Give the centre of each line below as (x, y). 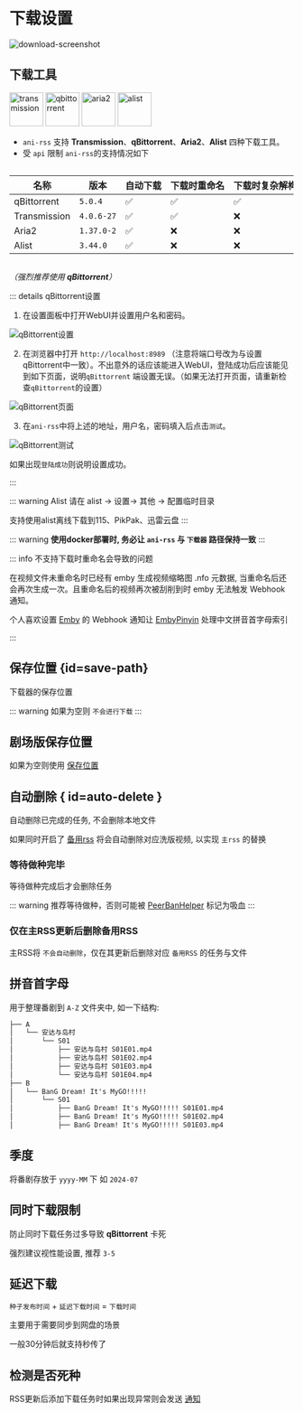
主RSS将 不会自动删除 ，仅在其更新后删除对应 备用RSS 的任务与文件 (129, 952)
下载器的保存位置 (41, 691)
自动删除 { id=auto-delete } (86, 796)
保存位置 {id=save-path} (79, 668)
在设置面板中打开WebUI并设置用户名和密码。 (106, 315)
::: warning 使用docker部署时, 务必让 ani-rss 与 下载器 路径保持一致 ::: (138, 539)
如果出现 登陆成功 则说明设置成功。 (70, 464)
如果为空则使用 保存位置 (54, 765)
